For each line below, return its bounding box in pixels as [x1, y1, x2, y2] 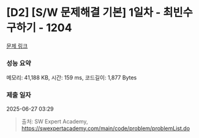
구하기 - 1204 [6, 21, 72, 35]
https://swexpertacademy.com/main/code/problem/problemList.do [21, 125, 190, 132]
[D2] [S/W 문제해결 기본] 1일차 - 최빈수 [6, 5, 193, 20]
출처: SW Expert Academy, [21, 117, 88, 125]
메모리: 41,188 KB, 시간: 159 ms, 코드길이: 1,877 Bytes [6, 74, 137, 81]
